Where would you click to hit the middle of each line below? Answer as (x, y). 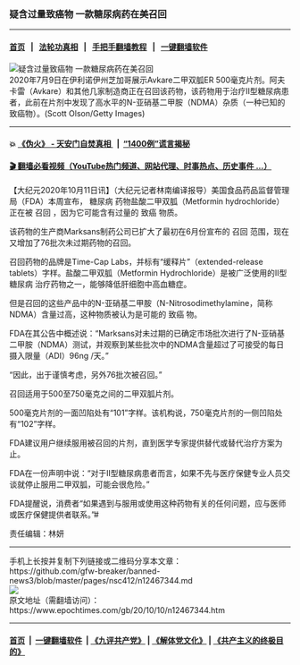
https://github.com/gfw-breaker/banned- (85, 571)
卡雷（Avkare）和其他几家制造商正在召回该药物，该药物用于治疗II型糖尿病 (145, 90)
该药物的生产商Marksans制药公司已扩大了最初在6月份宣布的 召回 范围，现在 (150, 232)
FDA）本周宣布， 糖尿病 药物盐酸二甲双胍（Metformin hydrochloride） (154, 201)
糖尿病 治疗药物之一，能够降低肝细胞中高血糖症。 (100, 285)
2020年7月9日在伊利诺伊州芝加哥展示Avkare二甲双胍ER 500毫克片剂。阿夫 (147, 80)
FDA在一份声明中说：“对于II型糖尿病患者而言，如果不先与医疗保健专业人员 (146, 473)
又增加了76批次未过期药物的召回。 (73, 243)
